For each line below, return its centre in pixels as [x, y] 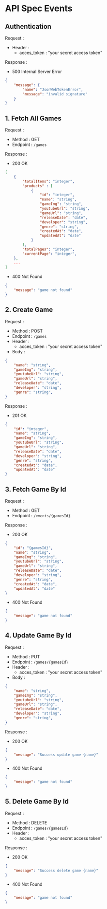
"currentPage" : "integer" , [50, 254]
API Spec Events [39, 9]
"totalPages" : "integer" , [49, 249]
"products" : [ [38, 186]
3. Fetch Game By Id [36, 489]
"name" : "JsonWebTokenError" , [53, 90]
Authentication [28, 27]
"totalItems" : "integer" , [49, 181]
